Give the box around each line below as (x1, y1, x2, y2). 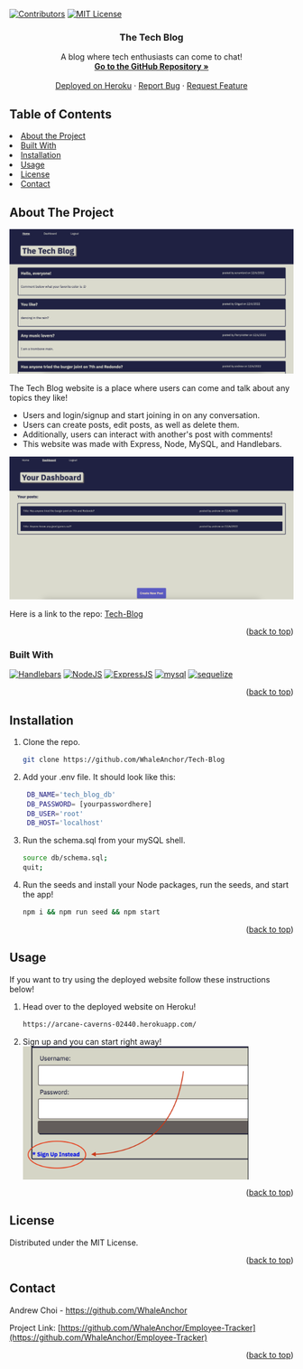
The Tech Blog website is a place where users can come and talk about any (9, 383, 290, 394)
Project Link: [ (9, 1322, 61, 1333)
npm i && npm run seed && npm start (22, 908, 161, 917)
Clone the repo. (22, 736, 81, 747)
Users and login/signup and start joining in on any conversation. (22, 410, 261, 421)
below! (9, 983, 34, 994)
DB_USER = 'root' (26, 809, 84, 818)
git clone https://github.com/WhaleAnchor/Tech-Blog (22, 755, 225, 764)
